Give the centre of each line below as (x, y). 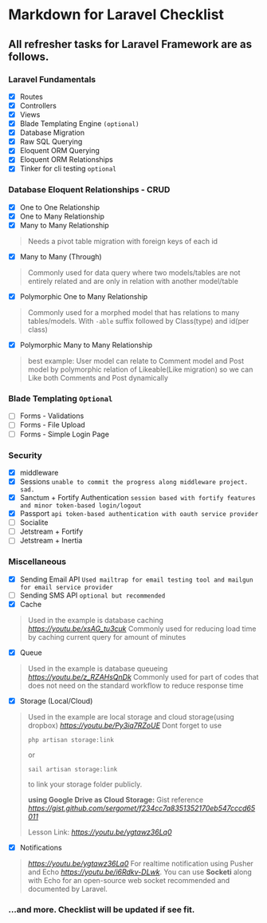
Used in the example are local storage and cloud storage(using (131, 716)
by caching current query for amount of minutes (107, 637)
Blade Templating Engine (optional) (79, 124)
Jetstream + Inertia (51, 541)
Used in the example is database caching (95, 620)
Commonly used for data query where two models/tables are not (134, 272)
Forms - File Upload (52, 425)
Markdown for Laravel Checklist (116, 15)
